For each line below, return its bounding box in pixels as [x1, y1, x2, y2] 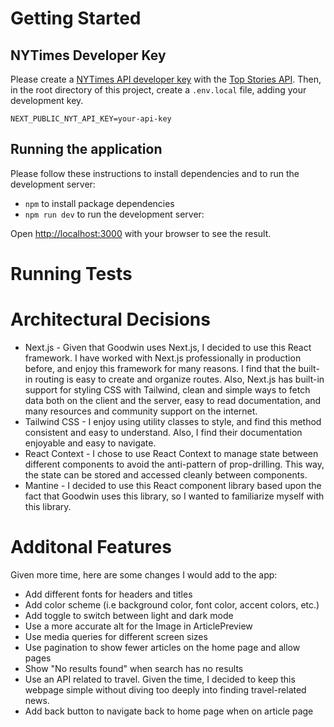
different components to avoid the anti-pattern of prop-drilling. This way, [24, 458, 325, 470]
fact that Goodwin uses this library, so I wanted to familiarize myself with [24, 490, 325, 502]
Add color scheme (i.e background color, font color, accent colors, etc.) [24, 598, 320, 611]
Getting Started [10, 7, 142, 30]
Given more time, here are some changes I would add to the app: [10, 568, 278, 581]
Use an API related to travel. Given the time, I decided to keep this [24, 673, 296, 685]
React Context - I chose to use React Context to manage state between [24, 447, 319, 459]
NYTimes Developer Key [10, 47, 167, 64]
